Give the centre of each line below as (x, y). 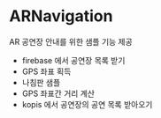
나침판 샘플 (41, 82)
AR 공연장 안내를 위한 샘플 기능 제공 (71, 41)
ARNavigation (61, 16)
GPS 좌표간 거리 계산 (58, 93)
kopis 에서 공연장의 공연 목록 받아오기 (87, 104)
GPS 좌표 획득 (46, 71)
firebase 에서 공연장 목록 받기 (73, 60)
